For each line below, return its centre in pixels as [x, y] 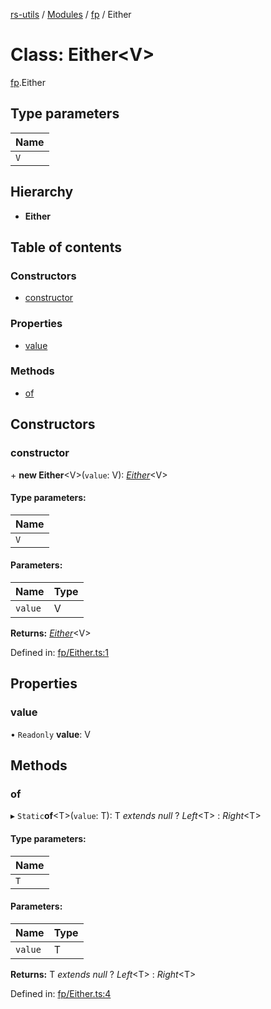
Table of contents [66, 247]
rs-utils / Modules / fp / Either [71, 14]
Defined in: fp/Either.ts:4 [61, 993]
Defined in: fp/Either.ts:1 [60, 652]
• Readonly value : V [50, 734]
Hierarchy [42, 192]
